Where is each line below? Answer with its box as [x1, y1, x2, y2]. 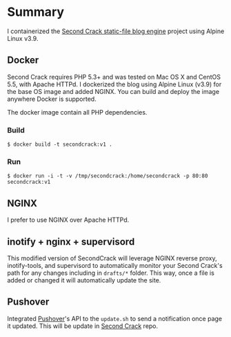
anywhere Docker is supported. [7, 95, 97, 103]
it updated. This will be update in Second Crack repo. [7, 322, 159, 330]
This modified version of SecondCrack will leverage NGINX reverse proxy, [7, 253, 217, 262]
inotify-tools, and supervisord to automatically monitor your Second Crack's [7, 261, 223, 269]
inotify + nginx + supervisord [7, 235, 135, 247]
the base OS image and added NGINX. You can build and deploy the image [7, 87, 219, 95]
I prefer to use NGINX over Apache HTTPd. [7, 215, 130, 224]
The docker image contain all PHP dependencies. [7, 108, 148, 116]
